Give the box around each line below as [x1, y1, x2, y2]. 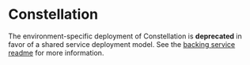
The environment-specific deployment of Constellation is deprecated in [8, 31, 243, 41]
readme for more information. [8, 48, 104, 57]
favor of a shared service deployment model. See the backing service [8, 39, 236, 49]
